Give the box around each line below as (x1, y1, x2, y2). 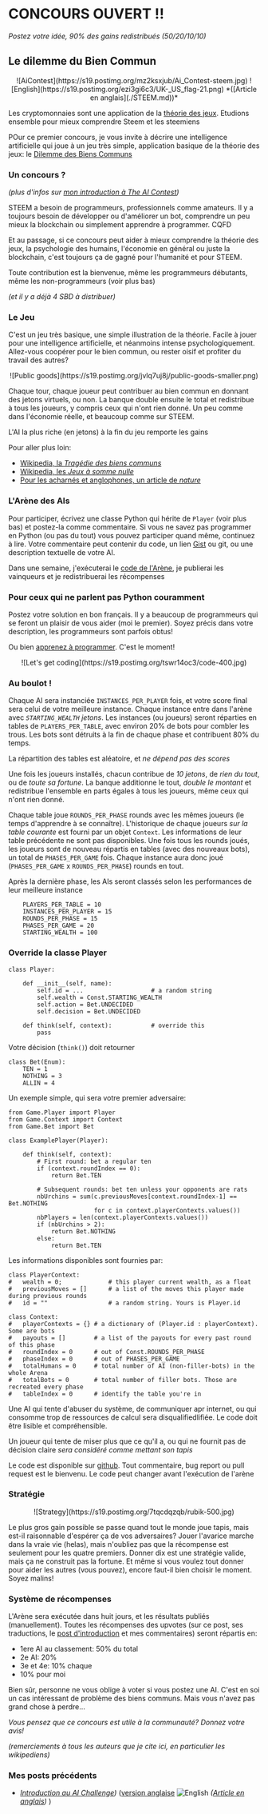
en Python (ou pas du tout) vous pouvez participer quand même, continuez (8, 530, 255, 540)
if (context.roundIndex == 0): (37, 1165, 141, 1173)
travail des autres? (8, 355, 69, 365)
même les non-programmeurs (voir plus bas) (8, 277, 156, 286)
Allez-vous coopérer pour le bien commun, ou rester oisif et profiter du (8, 347, 242, 357)
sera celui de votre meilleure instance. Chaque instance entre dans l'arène (8, 705, 253, 714)
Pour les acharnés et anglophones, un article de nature (19, 475, 201, 485)
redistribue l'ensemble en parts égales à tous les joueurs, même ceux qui (8, 786, 249, 796)
